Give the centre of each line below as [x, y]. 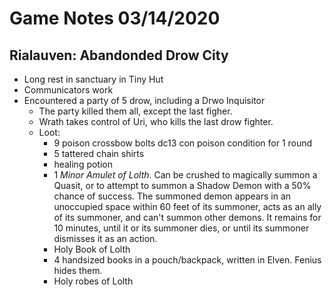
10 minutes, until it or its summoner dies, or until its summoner [181, 228]
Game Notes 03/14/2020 [115, 18]
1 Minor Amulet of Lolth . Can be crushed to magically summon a [185, 175]
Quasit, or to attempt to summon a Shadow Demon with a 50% [182, 185]
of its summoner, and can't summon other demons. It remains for [187, 217]
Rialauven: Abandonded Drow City [119, 55]
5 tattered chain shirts [99, 153]
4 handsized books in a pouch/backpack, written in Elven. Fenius [187, 260]
